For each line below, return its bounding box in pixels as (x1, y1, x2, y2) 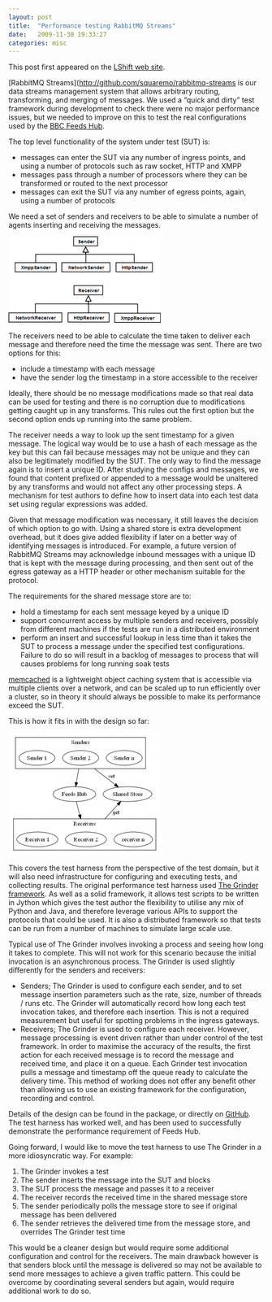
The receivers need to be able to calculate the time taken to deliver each (8, 331, 251, 341)
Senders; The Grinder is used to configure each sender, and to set (19, 981, 242, 991)
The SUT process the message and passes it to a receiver (19, 1184, 214, 1194)
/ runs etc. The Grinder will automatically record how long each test (19, 999, 246, 1008)
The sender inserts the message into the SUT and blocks (19, 1175, 211, 1185)
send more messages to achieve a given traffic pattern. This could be (8, 1269, 241, 1278)
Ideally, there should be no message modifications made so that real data (8, 389, 254, 398)
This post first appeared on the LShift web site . (8, 62, 166, 72)
